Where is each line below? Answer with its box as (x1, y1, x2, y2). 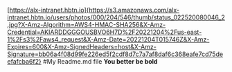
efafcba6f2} (7, 57, 42, 65)
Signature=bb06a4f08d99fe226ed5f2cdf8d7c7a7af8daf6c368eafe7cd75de (7, 50, 224, 58)
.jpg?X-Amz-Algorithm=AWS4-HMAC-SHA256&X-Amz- (7, 21, 166, 28)
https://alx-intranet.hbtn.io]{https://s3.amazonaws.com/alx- (9, 6, 180, 14)
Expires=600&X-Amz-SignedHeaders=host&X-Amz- (7, 43, 157, 51)
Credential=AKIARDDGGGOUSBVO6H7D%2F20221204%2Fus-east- (7, 28, 202, 36)
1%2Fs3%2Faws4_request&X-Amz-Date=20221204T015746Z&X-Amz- (7, 35, 210, 44)
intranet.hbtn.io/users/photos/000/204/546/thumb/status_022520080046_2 (7, 13, 225, 21)
